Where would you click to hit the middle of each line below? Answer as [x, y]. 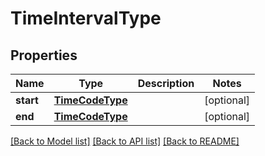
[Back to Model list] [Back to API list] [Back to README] [125, 141]
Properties [44, 55]
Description [166, 83]
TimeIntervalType [86, 18]
